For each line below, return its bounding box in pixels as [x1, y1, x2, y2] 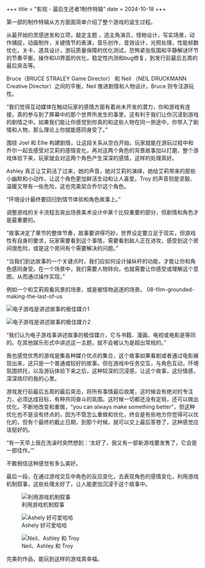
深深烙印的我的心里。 [6, 375, 60, 382]
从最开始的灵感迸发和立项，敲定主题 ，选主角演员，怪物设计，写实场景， [6, 31, 190, 39]
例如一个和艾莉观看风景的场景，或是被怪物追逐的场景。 [6, 286, 145, 293]
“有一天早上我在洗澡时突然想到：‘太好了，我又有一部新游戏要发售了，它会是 [6, 439, 197, 446]
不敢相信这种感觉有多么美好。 [6, 460, 81, 467]
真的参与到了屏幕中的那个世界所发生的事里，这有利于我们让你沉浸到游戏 [16, 111, 199, 118]
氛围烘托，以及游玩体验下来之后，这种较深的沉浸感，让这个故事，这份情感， [6, 367, 199, 374]
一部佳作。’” [6, 447, 35, 454]
